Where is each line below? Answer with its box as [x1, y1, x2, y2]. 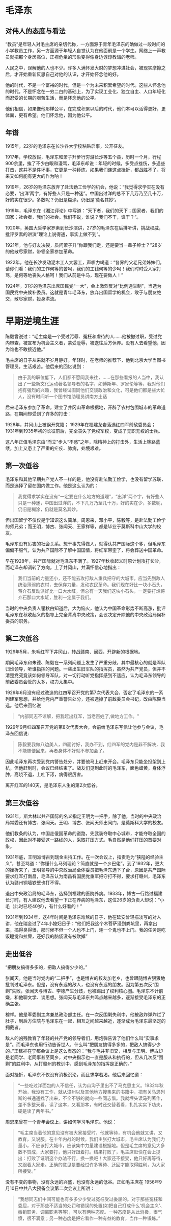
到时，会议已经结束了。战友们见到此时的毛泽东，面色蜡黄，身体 [27, 765, 161, 771]
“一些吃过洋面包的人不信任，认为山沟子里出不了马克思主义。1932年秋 [17, 1082, 164, 1089]
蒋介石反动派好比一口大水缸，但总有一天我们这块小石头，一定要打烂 [17, 588, 161, 594]
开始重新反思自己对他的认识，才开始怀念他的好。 [18, 71, 121, 77]
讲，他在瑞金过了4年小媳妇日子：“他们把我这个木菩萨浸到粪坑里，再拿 [5, 920, 153, 927]
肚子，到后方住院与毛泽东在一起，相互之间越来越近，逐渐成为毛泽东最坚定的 [5, 1018, 166, 1024]
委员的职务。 [5, 618, 32, 624]
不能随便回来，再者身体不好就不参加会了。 [17, 748, 107, 754]
